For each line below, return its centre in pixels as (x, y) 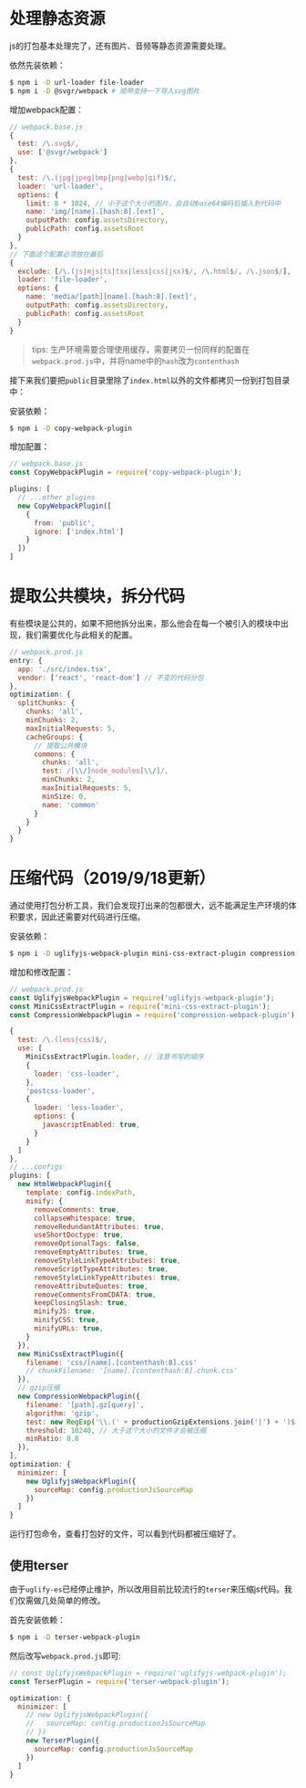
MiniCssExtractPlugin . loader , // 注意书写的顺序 (115, 1057)
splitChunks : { (46, 703)
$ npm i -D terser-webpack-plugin (75, 1637)
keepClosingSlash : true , (81, 1303)
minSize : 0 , (65, 796)
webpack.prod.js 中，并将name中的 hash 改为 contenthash (135, 361)
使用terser (39, 1566)
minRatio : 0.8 (52, 1439)
